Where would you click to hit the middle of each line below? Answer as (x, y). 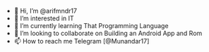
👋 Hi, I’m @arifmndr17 (46, 11)
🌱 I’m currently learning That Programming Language (91, 26)
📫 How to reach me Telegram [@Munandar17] (82, 41)
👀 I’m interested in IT (44, 18)
